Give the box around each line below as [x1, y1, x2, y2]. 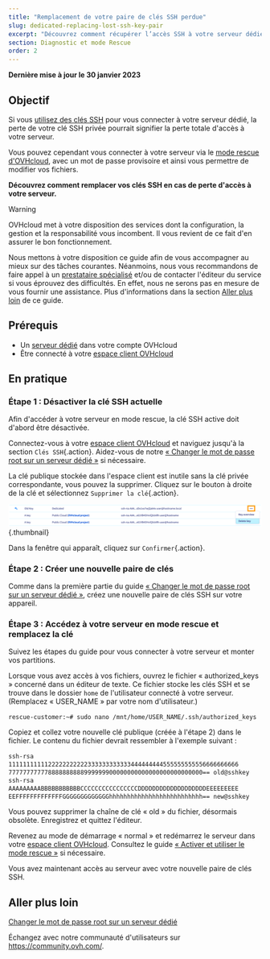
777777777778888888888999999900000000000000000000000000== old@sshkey [8, 769, 250, 777]
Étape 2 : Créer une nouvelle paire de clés [8, 563, 174, 574]
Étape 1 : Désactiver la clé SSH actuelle [8, 396, 163, 407]
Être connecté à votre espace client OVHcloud [19, 349, 174, 358]
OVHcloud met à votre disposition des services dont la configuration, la [8, 220, 244, 229]
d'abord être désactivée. [8, 423, 90, 432]
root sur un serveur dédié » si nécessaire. [8, 456, 146, 465]
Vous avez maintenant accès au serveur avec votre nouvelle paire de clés [8, 864, 252, 874]
